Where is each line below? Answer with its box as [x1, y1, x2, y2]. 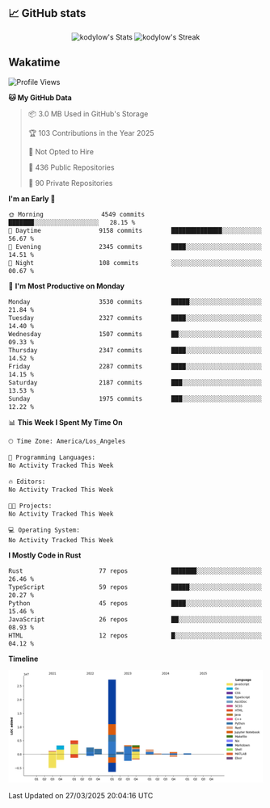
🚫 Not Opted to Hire [27, 146, 95, 156]
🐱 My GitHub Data [8, 92, 73, 103]
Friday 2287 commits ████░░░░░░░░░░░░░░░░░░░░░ [8, 362, 263, 370]
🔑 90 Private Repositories [27, 178, 113, 187]
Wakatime [8, 56, 61, 69]
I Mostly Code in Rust [8, 550, 82, 560]
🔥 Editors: [8, 478, 46, 486]
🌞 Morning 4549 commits [8, 210, 146, 218]
